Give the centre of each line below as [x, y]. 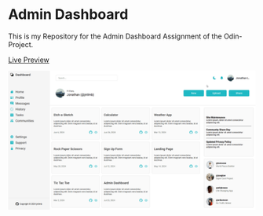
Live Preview [29, 60]
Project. [21, 44]
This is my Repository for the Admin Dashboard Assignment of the [115, 36]
